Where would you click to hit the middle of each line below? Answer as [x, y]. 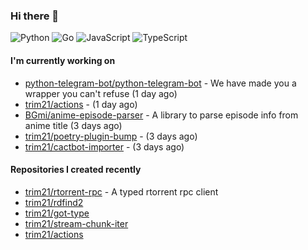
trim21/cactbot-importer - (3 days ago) [104, 146]
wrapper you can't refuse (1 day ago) [101, 93]
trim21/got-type [57, 213]
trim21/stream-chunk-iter [76, 223]
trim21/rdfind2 [54, 202]
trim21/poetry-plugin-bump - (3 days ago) [111, 136]
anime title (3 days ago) [73, 125]
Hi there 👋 [35, 16]
